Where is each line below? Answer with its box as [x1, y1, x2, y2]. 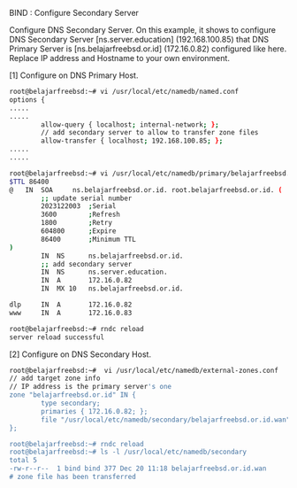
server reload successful [9, 332, 104, 342]
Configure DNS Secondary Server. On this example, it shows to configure [9, 25, 277, 35]
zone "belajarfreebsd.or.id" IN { [9, 391, 137, 399]
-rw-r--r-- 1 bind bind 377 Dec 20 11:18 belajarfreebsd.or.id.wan [9, 464, 267, 473]
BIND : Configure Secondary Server [9, 8, 140, 18]
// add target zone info [9, 374, 101, 383]
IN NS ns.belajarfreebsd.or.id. [41, 252, 184, 260]
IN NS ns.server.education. [41, 267, 168, 277]
